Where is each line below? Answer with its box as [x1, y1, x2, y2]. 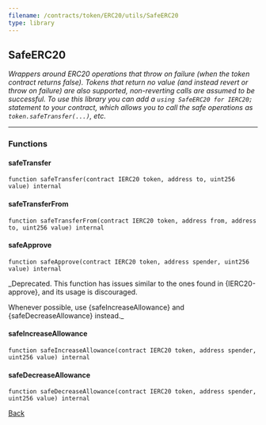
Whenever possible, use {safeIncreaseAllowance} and [8, 302, 184, 312]
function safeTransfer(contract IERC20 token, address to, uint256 [8, 176, 236, 184]
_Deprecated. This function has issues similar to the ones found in [8, 279, 224, 288]
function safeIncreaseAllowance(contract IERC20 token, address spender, [8, 347, 257, 355]
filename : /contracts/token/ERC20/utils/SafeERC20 [8, 11, 179, 20]
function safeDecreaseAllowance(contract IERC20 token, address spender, [8, 388, 257, 396]
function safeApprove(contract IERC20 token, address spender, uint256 [8, 258, 249, 266]
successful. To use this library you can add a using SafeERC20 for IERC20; [8, 94, 253, 104]
